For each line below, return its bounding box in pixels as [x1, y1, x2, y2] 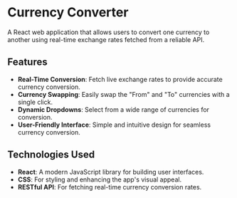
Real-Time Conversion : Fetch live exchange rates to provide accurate [17, 75, 223, 83]
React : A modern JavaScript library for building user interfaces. [17, 167, 204, 176]
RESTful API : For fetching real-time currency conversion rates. [17, 182, 202, 191]
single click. [17, 98, 53, 106]
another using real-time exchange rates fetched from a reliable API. [7, 35, 205, 43]
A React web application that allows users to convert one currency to [7, 28, 210, 36]
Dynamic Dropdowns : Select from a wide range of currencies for [17, 105, 210, 114]
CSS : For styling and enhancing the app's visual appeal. [17, 175, 182, 184]
